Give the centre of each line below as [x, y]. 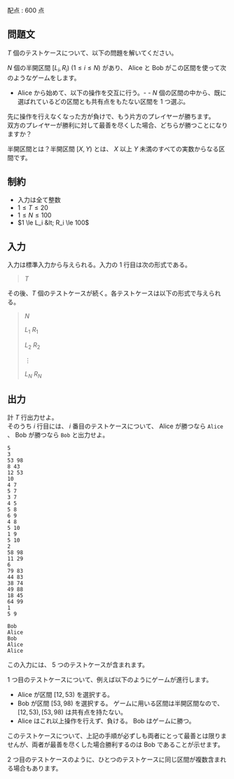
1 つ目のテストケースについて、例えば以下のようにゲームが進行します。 [110, 680]
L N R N [33, 374]
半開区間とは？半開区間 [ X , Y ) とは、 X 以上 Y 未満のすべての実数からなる [113, 149]
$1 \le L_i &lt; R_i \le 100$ [53, 222]
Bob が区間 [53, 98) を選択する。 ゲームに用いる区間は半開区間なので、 [121, 703]
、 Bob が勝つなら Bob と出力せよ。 [58, 435]
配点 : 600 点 [26, 10]
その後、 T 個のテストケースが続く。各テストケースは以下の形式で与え [108, 293]
